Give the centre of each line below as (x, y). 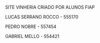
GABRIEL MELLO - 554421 (32, 36)
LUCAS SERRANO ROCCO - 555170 (42, 17)
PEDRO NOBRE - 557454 (31, 26)
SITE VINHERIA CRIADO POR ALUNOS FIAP (50, 7)
